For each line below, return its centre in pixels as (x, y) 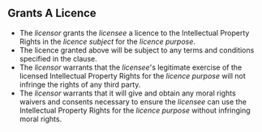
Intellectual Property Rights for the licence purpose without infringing (135, 110)
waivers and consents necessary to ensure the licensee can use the (133, 101)
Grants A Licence (52, 13)
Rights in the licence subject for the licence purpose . (107, 41)
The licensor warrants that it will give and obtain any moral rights (127, 93)
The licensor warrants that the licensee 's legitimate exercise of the (131, 67)
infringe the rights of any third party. (80, 84)
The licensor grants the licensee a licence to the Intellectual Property (134, 32)
